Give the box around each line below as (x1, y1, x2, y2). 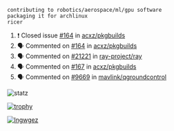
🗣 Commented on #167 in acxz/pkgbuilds (17, 62, 137, 71)
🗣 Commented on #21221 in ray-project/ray (17, 52, 143, 60)
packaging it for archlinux (7, 12, 88, 19)
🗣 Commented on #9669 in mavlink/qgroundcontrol (17, 73, 167, 81)
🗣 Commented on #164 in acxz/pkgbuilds (17, 42, 137, 50)
